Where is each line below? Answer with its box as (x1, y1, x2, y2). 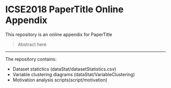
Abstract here (17, 41, 47, 47)
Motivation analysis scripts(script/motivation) (12, 77, 108, 83)
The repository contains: (5, 56, 57, 62)
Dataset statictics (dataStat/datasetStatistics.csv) (12, 65, 117, 72)
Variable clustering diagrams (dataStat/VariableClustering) (12, 71, 135, 77)
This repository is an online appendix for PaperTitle (5, 31, 112, 37)
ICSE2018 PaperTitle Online (5, 4, 124, 15)
